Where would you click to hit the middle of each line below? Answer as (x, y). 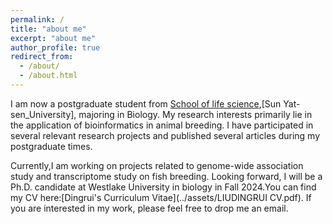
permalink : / (37, 19)
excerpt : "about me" (53, 38)
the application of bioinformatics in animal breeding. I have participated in (162, 125)
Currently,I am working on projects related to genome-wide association (157, 165)
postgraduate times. (51, 146)
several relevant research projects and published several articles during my (165, 135)
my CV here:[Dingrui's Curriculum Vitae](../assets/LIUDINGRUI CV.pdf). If (161, 197)
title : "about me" (48, 29)
